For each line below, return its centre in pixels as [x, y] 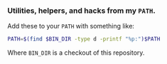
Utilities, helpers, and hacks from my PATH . [82, 11]
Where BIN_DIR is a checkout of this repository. [76, 53]
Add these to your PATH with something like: [71, 26]
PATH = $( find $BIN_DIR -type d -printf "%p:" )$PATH [84, 39]
